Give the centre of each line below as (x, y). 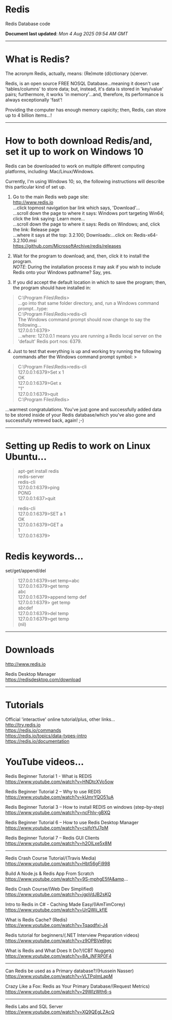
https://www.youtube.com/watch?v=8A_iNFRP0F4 (58, 956)
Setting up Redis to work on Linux (78, 446)
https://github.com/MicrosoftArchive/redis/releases (67, 246)
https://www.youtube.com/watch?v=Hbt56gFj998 (58, 863)
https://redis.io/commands (33, 730)
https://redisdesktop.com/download (43, 679)
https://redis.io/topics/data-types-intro (46, 735)
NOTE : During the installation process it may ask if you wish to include (87, 267)
